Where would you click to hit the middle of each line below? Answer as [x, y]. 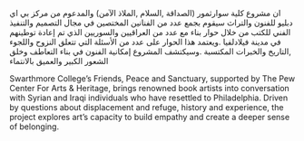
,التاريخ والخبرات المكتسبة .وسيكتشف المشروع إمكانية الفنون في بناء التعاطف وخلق [151, 52]
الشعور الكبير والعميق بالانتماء [59, 61]
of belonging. [34, 127]
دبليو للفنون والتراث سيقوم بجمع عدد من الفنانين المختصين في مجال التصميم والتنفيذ [151, 23]
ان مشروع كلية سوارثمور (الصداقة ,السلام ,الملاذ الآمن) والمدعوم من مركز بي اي [145, 13]
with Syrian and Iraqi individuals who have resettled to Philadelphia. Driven [149, 98]
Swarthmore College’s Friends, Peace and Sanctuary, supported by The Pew [152, 79]
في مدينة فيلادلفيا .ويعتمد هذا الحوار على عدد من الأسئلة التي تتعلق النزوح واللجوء [145, 42]
